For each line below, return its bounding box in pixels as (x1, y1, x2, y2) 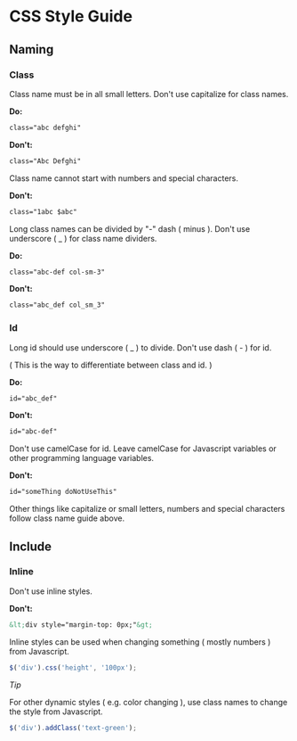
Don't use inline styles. (9, 586, 93, 597)
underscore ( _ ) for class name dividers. (9, 233, 157, 243)
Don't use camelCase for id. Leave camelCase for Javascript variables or (9, 443, 277, 454)
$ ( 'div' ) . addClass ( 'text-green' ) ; (9, 723, 138, 732)
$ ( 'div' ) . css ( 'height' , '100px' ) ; (9, 663, 138, 672)
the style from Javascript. (9, 706, 104, 717)
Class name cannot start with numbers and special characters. (9, 172, 238, 184)
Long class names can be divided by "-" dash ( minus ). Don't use (9, 223, 251, 234)
